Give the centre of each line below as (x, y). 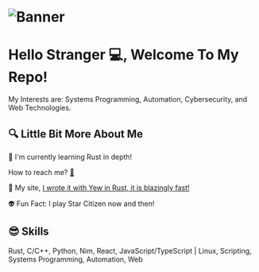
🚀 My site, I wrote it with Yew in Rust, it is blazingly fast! (99, 188)
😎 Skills (29, 232)
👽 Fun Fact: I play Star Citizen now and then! (81, 204)
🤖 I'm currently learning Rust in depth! (70, 157)
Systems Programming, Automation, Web (75, 259)
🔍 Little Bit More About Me (75, 134)
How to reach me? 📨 (41, 172)
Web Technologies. (40, 108)
